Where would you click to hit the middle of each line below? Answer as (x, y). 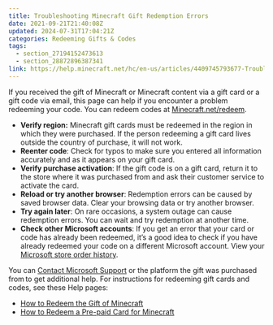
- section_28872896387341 (60, 62)
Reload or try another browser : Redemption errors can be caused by (136, 194)
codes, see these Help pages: (58, 287)
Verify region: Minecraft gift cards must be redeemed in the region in (136, 125)
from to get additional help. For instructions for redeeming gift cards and (129, 279)
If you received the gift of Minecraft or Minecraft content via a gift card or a (134, 92)
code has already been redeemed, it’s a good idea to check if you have (139, 237)
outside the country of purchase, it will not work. (101, 142)
